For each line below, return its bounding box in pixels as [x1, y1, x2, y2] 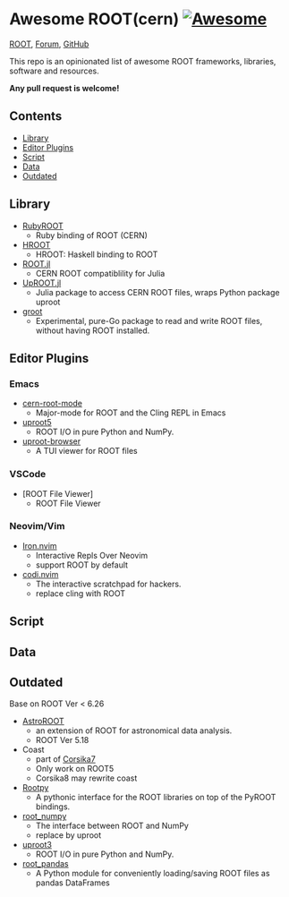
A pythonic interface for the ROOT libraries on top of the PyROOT [35, 792, 276, 803]
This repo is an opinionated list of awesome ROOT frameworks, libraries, [9, 56, 276, 66]
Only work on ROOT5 [35, 764, 115, 774]
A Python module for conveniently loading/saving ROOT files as [35, 868, 270, 879]
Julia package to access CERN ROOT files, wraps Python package [35, 286, 280, 297]
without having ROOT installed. [35, 325, 150, 336]
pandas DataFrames [35, 877, 110, 888]
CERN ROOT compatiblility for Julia [35, 268, 166, 278]
